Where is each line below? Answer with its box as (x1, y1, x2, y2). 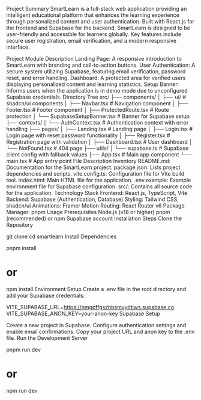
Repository (6, 221, 33, 228)
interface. (6, 43, 30, 51)
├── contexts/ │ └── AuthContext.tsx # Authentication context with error (6, 119, 189, 126)
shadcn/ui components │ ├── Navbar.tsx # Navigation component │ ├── (6, 100, 188, 107)
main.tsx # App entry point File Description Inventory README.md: (6, 158, 171, 164)
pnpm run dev (6, 346, 41, 353)
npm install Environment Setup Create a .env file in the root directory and (6, 285, 187, 292)
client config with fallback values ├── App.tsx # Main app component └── (6, 151, 192, 158)
